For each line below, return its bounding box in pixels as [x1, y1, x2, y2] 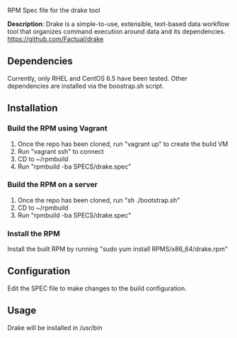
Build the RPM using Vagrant [7, 123, 108, 133]
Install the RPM [7, 228, 60, 238]
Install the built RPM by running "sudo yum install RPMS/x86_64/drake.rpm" [7, 244, 229, 254]
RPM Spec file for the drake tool [7, 6, 100, 14]
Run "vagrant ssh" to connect [17, 147, 104, 155]
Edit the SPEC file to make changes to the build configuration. [7, 283, 187, 293]
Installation [7, 102, 58, 114]
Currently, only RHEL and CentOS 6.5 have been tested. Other [7, 74, 188, 82]
